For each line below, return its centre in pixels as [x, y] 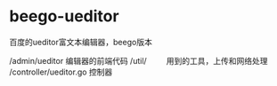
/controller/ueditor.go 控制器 [61, 72]
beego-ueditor [64, 16]
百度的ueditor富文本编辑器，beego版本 [81, 42]
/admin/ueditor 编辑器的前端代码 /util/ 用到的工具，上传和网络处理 [139, 60]
